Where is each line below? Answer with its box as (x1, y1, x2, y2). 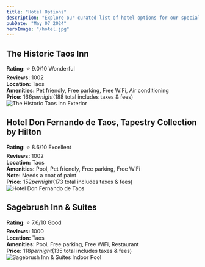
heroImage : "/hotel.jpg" (6, 26, 70, 32)
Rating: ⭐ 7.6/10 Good (6, 219, 62, 226)
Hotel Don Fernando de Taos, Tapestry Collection (6, 117, 197, 128)
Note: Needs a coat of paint (6, 171, 77, 179)
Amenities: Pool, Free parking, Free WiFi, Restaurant (6, 240, 139, 247)
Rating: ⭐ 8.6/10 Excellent (6, 143, 72, 151)
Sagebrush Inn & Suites (6, 202, 97, 213)
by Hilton (6, 127, 41, 137)
